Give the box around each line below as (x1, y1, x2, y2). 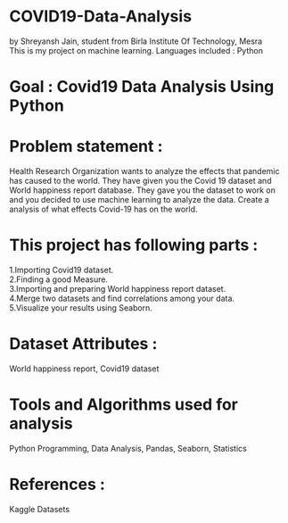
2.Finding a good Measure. (9, 274, 109, 285)
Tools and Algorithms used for (9, 394, 238, 415)
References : (9, 475, 105, 494)
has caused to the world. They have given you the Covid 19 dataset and (9, 176, 272, 187)
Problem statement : (9, 137, 163, 157)
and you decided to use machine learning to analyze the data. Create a (9, 195, 269, 205)
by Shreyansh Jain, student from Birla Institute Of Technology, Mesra (9, 36, 263, 46)
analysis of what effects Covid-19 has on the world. (9, 203, 198, 215)
